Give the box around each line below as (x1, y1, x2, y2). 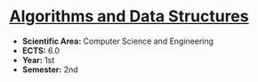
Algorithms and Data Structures (9, 6, 249, 27)
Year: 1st (21, 54, 55, 65)
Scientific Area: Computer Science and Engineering (21, 36, 214, 46)
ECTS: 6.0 (21, 45, 60, 55)
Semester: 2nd (21, 64, 78, 75)
